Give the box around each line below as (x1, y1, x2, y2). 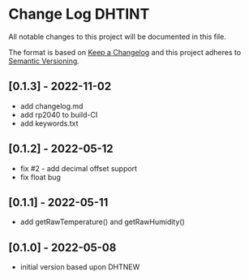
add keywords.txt (19, 118, 79, 128)
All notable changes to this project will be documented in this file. (8, 32, 227, 41)
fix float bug (19, 172, 61, 182)
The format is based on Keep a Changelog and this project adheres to (8, 47, 242, 57)
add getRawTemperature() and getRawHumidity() (19, 217, 185, 227)
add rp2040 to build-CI (19, 110, 98, 119)
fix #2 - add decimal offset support (19, 163, 138, 173)
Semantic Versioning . (8, 56, 79, 66)
